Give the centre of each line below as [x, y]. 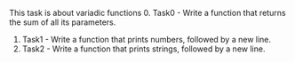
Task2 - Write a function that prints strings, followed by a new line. [144, 49]
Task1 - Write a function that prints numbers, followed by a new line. [147, 39]
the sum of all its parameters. [63, 22]
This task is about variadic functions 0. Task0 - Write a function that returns [147, 13]
